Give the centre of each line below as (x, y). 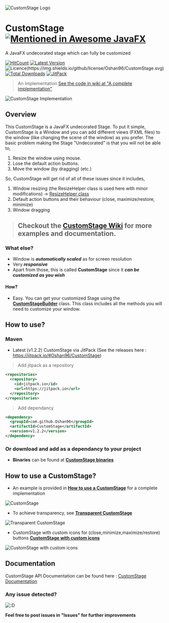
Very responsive (30, 264)
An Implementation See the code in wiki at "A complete (75, 83)
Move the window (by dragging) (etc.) (52, 169)
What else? (19, 248)
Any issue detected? (31, 594)
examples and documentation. (67, 234)
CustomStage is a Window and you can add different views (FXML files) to (83, 132)
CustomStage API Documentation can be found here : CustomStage (76, 576)
